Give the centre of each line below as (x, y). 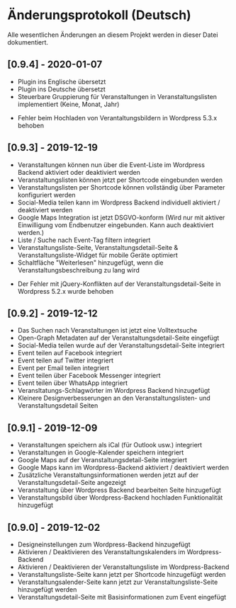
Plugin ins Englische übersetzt (62, 81)
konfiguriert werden (46, 195)
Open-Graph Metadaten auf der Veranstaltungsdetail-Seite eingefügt (118, 338)
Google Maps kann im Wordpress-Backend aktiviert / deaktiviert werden (123, 468)
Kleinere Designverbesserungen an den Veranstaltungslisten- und (114, 398)
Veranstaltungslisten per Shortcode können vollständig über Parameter (121, 187)
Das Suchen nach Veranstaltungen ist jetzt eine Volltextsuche (107, 331)
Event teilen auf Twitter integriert (66, 360)
